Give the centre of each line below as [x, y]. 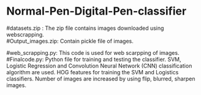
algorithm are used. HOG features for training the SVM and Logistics [93, 72]
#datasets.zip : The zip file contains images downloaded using [85, 28]
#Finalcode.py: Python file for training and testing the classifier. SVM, [94, 59]
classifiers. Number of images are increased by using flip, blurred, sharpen [101, 79]
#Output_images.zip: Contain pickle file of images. [70, 41]
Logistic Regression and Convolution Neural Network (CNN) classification [99, 66]
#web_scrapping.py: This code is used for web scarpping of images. [93, 52]
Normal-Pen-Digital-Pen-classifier [97, 11]
